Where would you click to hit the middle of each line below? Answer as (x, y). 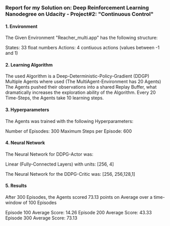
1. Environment (21, 26)
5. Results (16, 186)
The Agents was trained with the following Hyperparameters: (69, 121)
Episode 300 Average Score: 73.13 (41, 218)
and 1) (12, 53)
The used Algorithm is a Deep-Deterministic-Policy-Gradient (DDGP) (77, 76)
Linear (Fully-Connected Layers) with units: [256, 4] (59, 164)
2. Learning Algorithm (29, 65)
